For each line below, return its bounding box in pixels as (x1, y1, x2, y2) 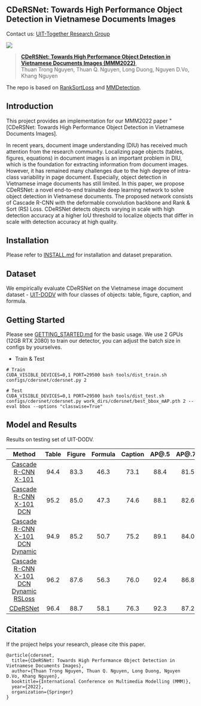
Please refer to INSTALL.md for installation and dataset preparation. (6, 252, 173, 259)
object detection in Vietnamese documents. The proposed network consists (6, 192, 193, 200)
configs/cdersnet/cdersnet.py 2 (6, 378, 87, 384)
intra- (177, 167, 191, 174)
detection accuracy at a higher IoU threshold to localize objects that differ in (6, 211, 194, 219)
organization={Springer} (11, 689, 74, 695)
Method (13, 450, 36, 458)
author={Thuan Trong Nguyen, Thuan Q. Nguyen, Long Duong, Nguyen (11, 668, 181, 674)
